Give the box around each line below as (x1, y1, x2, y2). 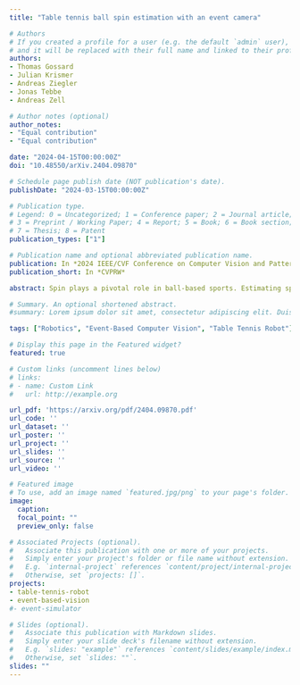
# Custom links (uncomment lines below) (9, 364, 162, 373)
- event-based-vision (9, 596, 90, 605)
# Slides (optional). (9, 620, 90, 630)
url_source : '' (9, 455, 66, 464)
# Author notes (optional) (9, 112, 110, 121)
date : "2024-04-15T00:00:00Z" (9, 153, 122, 162)
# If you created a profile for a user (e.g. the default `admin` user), (9, 38, 290, 46)
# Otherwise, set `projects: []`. (9, 571, 146, 581)
